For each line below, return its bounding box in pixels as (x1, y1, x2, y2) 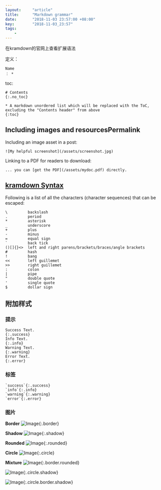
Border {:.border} (5, 420, 59, 426)
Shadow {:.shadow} (5, 430, 64, 436)
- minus (5, 231, 39, 237)
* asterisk (5, 218, 46, 223)
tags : (5, 26, 17, 31)
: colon (5, 267, 39, 272)
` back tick (5, 240, 49, 246)
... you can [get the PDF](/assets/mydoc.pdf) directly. (5, 167, 127, 172)
